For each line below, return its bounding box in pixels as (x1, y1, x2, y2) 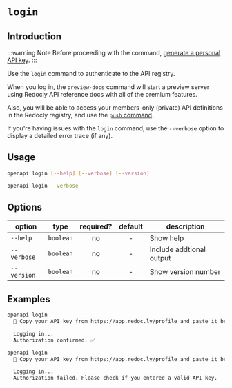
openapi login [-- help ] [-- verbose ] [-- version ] (7, 170, 150, 177)
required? (79, 222, 113, 231)
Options (7, 201, 43, 213)
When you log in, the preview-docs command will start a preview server (7, 83, 210, 91)
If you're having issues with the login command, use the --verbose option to (7, 124, 224, 133)
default (118, 222, 144, 231)
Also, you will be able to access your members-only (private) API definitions (7, 104, 223, 112)
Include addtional (149, 244, 206, 254)
